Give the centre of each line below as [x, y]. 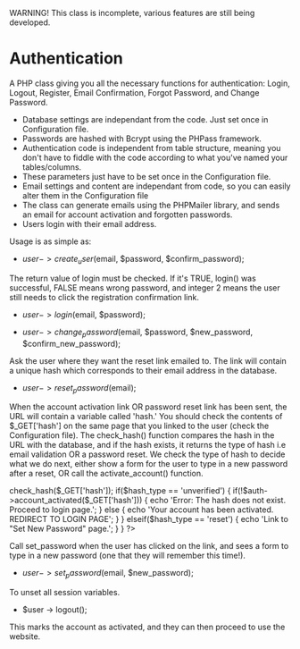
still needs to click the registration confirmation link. [104, 297]
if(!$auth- [250, 491]
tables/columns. [52, 167]
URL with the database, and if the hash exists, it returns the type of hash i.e [148, 445]
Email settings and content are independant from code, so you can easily [156, 186]
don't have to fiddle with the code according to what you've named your [155, 157]
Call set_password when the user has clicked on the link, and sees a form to [149, 546]
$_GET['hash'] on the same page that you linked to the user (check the [139, 426]
